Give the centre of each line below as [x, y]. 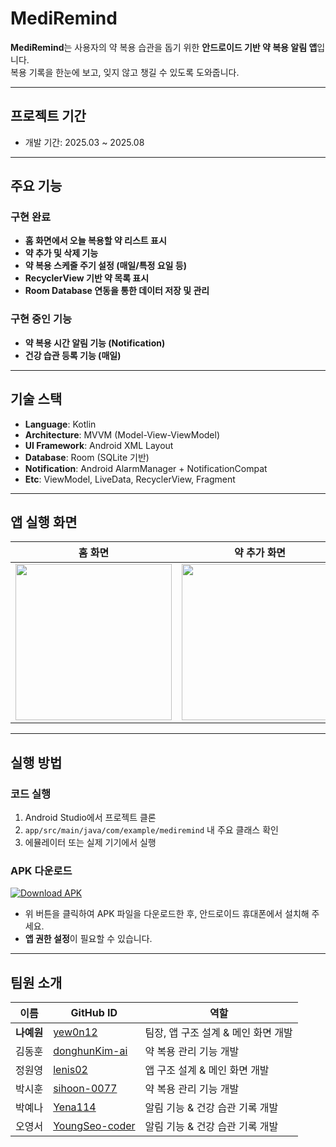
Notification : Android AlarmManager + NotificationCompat [146, 468]
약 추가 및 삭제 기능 [61, 253]
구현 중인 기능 [41, 319]
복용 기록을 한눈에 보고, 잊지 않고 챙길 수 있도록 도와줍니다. [125, 72]
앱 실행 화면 [44, 522]
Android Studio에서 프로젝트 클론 [90, 818]
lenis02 [70, 1070]
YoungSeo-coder [94, 1126]
